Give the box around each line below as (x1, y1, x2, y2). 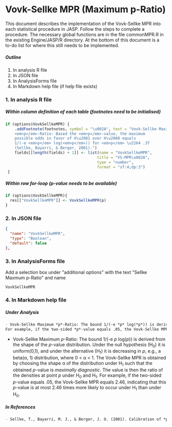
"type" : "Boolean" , (10, 236, 52, 241)
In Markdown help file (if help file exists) (12, 83, 98, 89)
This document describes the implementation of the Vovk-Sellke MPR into (5, 20, 161, 27)
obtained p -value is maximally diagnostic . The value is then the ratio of (12, 367, 163, 373)
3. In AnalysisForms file (5, 258, 65, 265)
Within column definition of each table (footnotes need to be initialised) (5, 109, 161, 115)
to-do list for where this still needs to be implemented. (5, 42, 119, 48)
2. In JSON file (5, 215, 42, 222)
